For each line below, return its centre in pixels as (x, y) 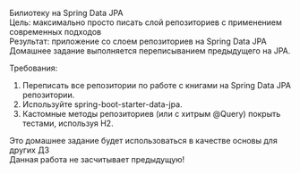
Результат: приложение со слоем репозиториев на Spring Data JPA (138, 41)
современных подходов (55, 32)
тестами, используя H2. (68, 123)
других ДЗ (30, 150)
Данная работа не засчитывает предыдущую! (97, 159)
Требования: (34, 68)
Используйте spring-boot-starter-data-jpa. (102, 104)
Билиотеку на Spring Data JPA (66, 13)
